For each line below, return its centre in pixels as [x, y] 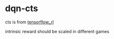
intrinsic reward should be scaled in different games [57, 31]
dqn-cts [22, 9]
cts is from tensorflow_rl [29, 22]
